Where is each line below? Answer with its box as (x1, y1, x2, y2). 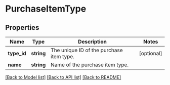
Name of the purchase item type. (50, 61, 129, 68)
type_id (8, 50, 26, 57)
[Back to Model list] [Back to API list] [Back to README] (5, 74, 121, 80)
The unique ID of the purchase (50, 47, 123, 54)
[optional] (139, 50, 162, 57)
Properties (5, 23, 39, 32)
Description (78, 38, 107, 45)
